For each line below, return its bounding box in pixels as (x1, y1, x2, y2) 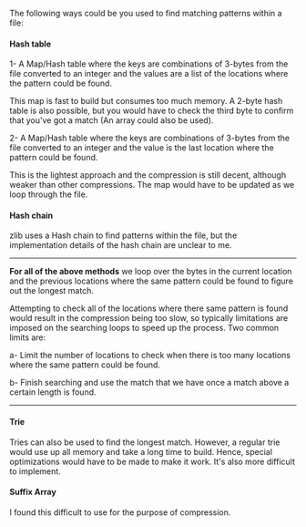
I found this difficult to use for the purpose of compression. (9, 506, 231, 518)
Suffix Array (9, 487, 56, 498)
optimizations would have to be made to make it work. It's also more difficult (9, 456, 296, 467)
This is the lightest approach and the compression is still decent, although (9, 170, 287, 181)
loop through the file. (9, 189, 88, 200)
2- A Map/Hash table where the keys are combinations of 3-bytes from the (9, 132, 290, 144)
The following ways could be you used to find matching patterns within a (9, 8, 282, 18)
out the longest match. (9, 285, 94, 296)
